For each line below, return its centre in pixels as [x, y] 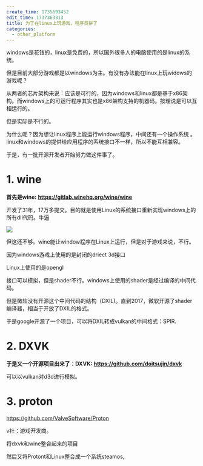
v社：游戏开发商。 [29, 430]
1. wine [24, 180]
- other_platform [34, 35]
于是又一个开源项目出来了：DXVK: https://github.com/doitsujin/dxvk [94, 364]
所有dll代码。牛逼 [28, 218]
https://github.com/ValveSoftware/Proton [58, 418]
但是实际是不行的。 [30, 121]
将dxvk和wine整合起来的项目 [42, 444]
